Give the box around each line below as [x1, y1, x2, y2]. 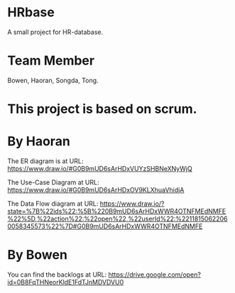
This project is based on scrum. [7, 101, 197, 117]
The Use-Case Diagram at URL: [7, 178, 99, 187]
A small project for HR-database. [7, 28, 104, 36]
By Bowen [7, 247, 67, 263]
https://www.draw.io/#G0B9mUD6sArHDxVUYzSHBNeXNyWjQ [7, 165, 193, 172]
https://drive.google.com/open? [108, 270, 201, 279]
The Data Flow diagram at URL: [7, 199, 99, 208]
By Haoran [7, 133, 71, 150]
